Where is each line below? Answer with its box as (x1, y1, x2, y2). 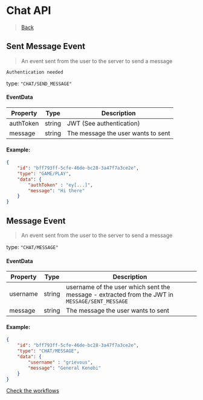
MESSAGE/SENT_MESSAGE (66, 298, 128, 305)
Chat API (6, 4, 51, 18)
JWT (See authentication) (66, 119, 140, 127)
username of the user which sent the (66, 283, 170, 292)
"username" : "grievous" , (28, 359, 94, 365)
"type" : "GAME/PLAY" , (17, 170, 71, 176)
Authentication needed (6, 69, 63, 75)
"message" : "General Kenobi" (28, 365, 101, 371)
